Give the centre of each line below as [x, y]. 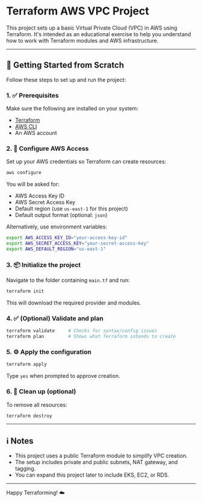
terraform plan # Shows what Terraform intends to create [91, 337]
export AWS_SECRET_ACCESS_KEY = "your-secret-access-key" [78, 243]
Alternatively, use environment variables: [57, 227]
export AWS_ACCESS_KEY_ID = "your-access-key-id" [67, 238]
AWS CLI [26, 127]
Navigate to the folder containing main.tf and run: [68, 280]
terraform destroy [29, 416]
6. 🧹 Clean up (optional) [41, 392]
